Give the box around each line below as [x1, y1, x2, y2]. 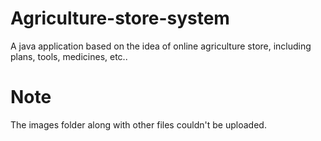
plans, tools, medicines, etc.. [10, 50, 128, 62]
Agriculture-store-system [10, 7, 230, 30]
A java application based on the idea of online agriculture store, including [10, 40, 312, 52]
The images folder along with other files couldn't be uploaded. [10, 118, 267, 131]
